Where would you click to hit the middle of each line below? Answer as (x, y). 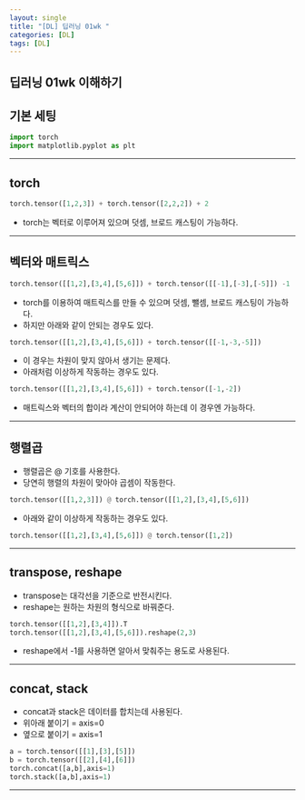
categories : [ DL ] (42, 35)
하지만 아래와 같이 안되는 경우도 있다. (88, 325)
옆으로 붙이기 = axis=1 (62, 735)
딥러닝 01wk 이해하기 (66, 82)
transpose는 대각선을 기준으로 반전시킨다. (97, 595)
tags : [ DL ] (30, 43)
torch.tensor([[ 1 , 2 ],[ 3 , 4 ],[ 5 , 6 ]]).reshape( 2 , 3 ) (103, 633)
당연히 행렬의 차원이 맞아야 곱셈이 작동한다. (99, 483)
